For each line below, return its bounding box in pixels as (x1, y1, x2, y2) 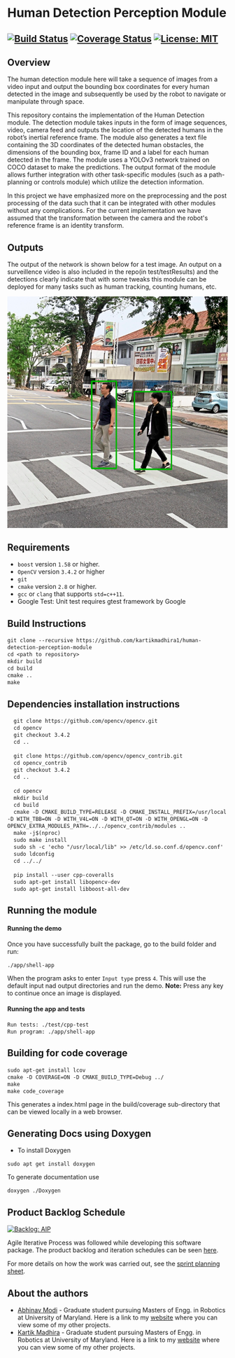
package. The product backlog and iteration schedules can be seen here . (7, 1246, 219, 1254)
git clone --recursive (7, 637, 73, 644)
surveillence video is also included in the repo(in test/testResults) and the (7, 268, 219, 276)
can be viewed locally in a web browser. (7, 1107, 122, 1116)
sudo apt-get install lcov (7, 1067, 86, 1074)
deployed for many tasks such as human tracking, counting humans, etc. (7, 282, 217, 291)
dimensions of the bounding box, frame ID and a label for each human (7, 148, 209, 157)
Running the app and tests (7, 1005, 85, 1013)
